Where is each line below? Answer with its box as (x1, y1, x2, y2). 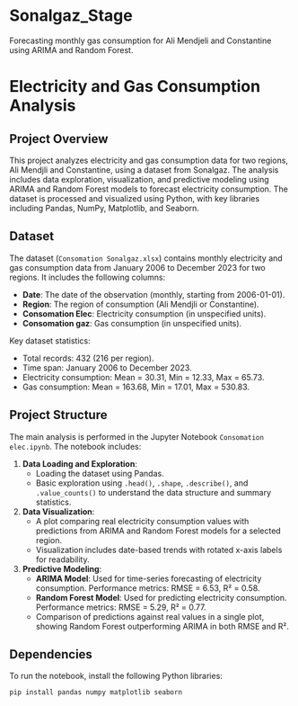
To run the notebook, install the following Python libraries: (9, 671, 223, 682)
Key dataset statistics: (9, 335, 92, 346)
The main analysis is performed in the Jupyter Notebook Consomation (9, 431, 265, 442)
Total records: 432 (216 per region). (22, 353, 154, 363)
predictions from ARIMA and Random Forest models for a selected (35, 525, 281, 536)
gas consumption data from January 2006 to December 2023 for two (9, 262, 267, 273)
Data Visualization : (22, 505, 95, 517)
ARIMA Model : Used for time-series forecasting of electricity (35, 573, 262, 584)
